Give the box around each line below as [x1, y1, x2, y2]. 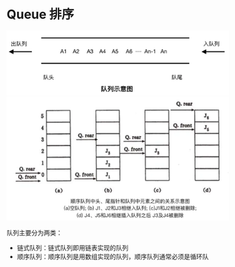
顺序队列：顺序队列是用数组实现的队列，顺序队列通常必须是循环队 [16, 252, 209, 261]
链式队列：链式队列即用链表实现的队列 [16, 244, 128, 252]
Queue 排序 [6, 6, 75, 23]
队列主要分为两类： [6, 229, 63, 237]
